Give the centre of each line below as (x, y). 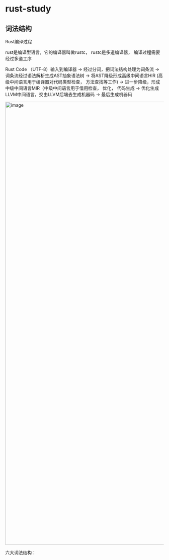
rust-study (28, 9)
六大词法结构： (21, 552)
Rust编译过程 (19, 42)
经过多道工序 (18, 59)
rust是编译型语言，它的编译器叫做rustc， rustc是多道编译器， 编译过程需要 (83, 52)
